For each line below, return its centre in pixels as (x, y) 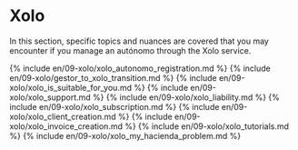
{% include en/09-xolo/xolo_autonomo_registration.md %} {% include (140, 68)
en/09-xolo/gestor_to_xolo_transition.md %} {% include (113, 77)
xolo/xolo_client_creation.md (63, 116)
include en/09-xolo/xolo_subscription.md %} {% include (114, 106)
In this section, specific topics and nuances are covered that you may (139, 41)
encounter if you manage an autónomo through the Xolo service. (130, 50)
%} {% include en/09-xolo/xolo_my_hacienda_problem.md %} (125, 135)
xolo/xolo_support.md (50, 97)
